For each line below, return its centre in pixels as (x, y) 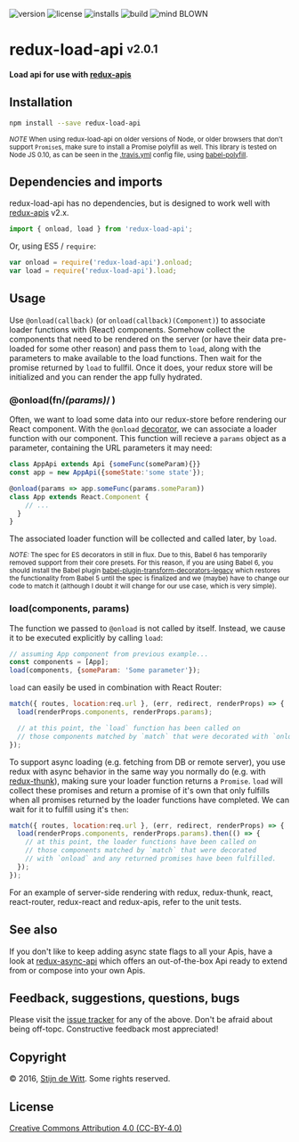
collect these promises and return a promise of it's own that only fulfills (139, 790)
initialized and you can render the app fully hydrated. (106, 377)
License (32, 1107)
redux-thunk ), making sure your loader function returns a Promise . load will (146, 781)
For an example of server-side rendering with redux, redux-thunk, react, (141, 892)
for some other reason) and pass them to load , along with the (149, 349)
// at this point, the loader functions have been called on (141, 842)
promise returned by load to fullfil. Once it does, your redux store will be (141, 367)
